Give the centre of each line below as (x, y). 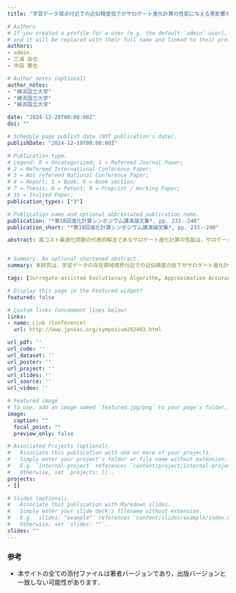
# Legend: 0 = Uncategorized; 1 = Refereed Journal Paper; (96, 162)
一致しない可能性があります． (60, 582)
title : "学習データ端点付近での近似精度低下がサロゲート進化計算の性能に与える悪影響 (117, 14)
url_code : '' (26, 349)
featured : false (31, 297)
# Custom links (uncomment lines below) (67, 310)
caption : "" (31, 420)
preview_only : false (44, 433)
